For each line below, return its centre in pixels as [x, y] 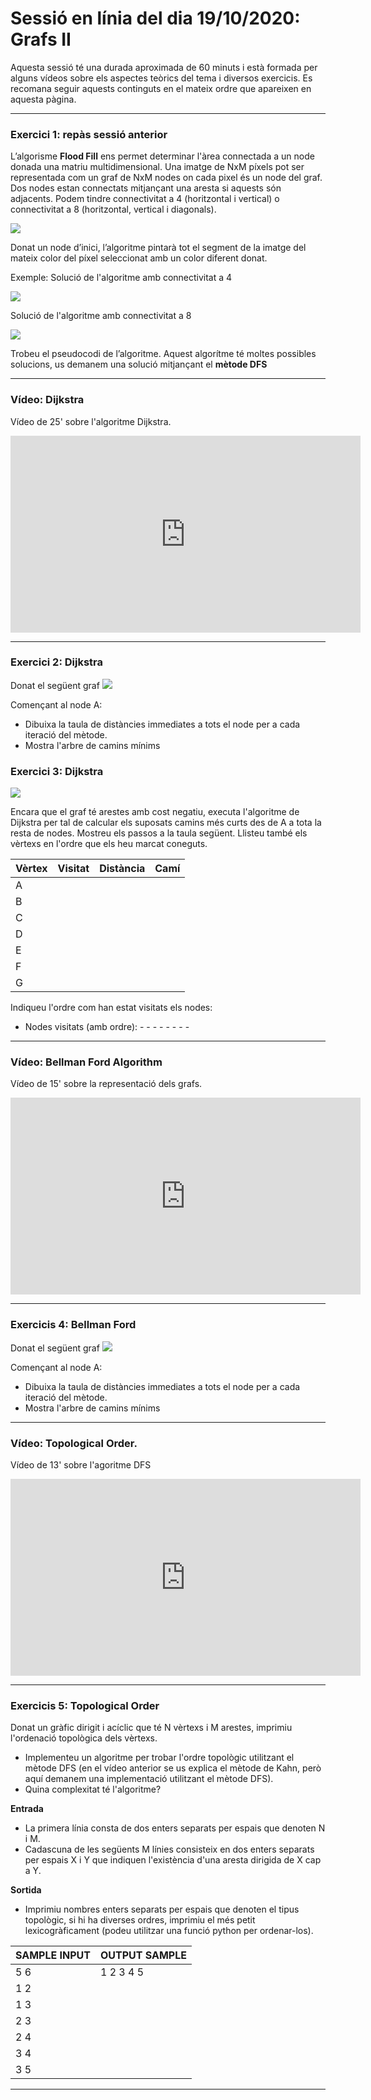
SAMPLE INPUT [53, 1955]
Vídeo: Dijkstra [47, 400]
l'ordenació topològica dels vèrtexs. [84, 1738]
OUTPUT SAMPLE [143, 1955]
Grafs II [41, 39]
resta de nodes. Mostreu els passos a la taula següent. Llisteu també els [159, 833]
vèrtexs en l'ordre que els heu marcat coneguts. [109, 844]
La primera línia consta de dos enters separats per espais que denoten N [175, 1828]
